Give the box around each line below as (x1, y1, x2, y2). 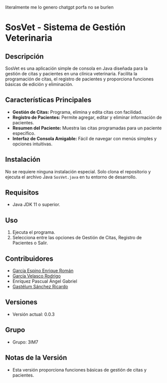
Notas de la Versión (5, 354, 67, 362)
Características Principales (5, 96, 92, 104)
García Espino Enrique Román (12, 268, 74, 274)
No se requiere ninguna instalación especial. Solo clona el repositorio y (5, 168, 151, 174)
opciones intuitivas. (12, 141, 53, 147)
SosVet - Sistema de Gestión (5, 22, 126, 33)
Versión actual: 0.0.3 (12, 311, 55, 317)
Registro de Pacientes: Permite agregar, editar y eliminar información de (12, 114, 162, 120)
